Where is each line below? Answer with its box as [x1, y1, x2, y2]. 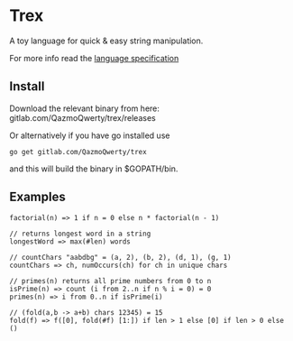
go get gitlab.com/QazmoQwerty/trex [9, 147, 147, 156]
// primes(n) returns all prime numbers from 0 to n [9, 276, 212, 285]
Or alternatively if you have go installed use [9, 130, 170, 141]
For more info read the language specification [9, 52, 179, 63]
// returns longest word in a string [9, 229, 151, 238]
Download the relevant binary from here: [9, 103, 160, 114]
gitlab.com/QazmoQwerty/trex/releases [9, 112, 156, 123]
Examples [9, 189, 66, 205]
